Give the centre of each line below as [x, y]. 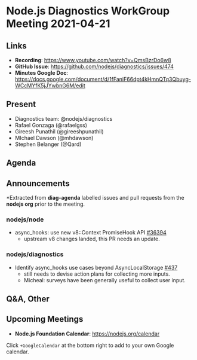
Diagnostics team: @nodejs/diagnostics [64, 118]
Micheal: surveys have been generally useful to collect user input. [105, 280]
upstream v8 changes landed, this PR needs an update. [92, 239]
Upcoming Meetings [45, 319]
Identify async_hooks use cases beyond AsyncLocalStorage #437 [96, 267]
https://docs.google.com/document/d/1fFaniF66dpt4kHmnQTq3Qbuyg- [103, 79]
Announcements [38, 183]
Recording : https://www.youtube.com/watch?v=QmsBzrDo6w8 [93, 60]
